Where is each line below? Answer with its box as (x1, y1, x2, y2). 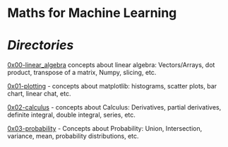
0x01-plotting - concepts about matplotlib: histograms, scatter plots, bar (7, 82, 217, 90)
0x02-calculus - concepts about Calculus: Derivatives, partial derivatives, (7, 103, 222, 112)
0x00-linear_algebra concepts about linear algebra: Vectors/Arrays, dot (7, 61, 215, 69)
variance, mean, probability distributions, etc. (7, 132, 139, 141)
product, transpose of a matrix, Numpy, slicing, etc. (7, 69, 157, 77)
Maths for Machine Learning (7, 5, 177, 21)
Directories (7, 37, 74, 54)
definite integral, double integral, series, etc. (7, 111, 136, 119)
